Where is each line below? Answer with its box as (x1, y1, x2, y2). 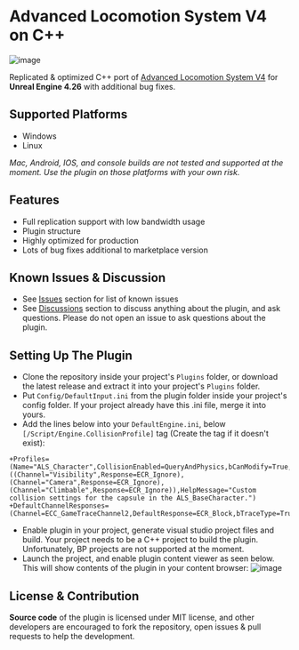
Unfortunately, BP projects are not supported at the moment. (21, 544, 245, 555)
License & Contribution (9, 589, 140, 604)
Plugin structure (21, 225, 82, 237)
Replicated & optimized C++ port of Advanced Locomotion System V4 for (9, 71, 279, 82)
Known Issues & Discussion (9, 269, 166, 285)
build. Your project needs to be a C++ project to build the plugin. (21, 534, 259, 545)
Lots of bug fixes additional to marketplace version (21, 245, 209, 255)
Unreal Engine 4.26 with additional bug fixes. (9, 81, 176, 92)
